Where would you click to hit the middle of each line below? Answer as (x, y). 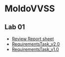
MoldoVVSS (30, 9)
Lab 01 (15, 27)
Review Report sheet (33, 39)
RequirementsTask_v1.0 (35, 49)
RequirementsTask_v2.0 (36, 44)
